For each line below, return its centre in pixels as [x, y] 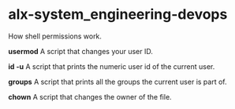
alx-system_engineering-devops [118, 15]
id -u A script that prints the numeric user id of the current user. [112, 66]
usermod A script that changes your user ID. [81, 51]
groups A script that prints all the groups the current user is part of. [117, 82]
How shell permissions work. [55, 36]
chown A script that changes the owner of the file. [90, 96]
